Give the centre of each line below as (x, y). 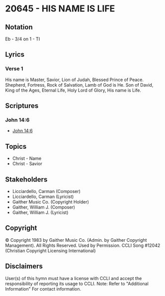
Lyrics (15, 54)
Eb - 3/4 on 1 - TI (23, 39)
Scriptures (22, 106)
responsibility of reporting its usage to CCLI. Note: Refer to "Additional (77, 284)
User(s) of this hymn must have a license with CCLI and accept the (74, 278)
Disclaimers (24, 266)
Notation (19, 27)
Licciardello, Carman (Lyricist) (43, 197)
